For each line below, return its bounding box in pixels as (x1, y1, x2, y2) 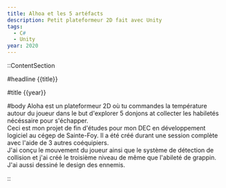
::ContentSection (7, 62, 55, 69)
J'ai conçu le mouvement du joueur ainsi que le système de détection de (7, 146, 214, 154)
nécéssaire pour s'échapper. (7, 117, 88, 125)
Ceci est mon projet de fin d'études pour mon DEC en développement (7, 124, 206, 132)
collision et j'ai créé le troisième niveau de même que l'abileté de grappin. (7, 153, 216, 162)
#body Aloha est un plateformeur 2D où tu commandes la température (7, 102, 207, 110)
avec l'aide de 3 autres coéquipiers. (7, 139, 109, 146)
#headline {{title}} (7, 75, 58, 83)
